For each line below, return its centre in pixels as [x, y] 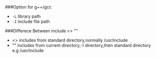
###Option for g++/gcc [28, 7]
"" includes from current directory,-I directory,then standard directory [81, 45]
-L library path [26, 16]
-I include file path [31, 22]
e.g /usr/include [28, 51]
